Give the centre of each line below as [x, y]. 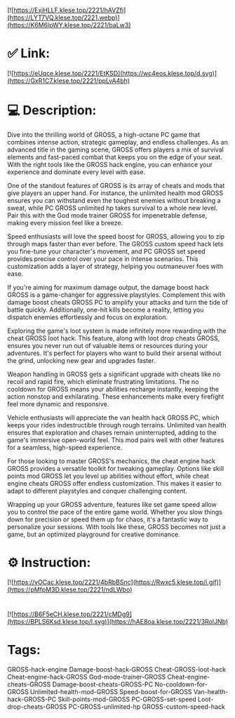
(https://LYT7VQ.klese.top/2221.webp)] [64, 18]
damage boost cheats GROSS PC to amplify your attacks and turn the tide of [117, 302]
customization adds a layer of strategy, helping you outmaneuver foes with [115, 266]
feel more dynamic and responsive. [58, 404]
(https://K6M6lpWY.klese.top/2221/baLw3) [69, 25]
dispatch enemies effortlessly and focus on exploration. [88, 317]
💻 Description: [52, 111]
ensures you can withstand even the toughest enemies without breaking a [114, 200]
